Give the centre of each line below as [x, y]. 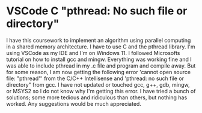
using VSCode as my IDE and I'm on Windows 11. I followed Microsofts [93, 53]
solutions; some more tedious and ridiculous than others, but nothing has [97, 97]
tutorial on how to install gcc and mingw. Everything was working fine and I [99, 59]
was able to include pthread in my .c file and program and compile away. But [101, 65]
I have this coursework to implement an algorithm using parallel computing [99, 40]
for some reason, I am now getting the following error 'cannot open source [99, 72]
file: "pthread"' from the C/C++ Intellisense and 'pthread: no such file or [95, 78]
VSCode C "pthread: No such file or [97, 11]
